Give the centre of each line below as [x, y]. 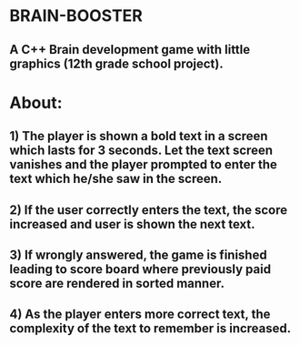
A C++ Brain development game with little [130, 50]
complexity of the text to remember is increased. [150, 329]
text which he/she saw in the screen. [116, 179]
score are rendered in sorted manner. [117, 283]
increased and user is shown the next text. [133, 224]
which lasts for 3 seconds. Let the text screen [141, 151]
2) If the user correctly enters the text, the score [149, 210]
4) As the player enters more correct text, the [140, 315]
